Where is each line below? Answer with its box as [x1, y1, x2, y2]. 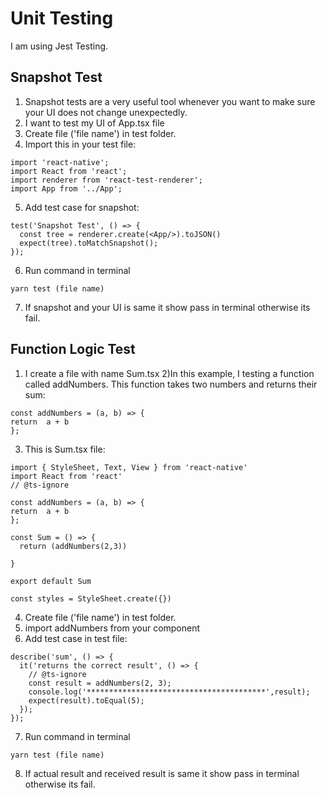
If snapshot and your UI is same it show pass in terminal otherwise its [24, 301, 311, 313]
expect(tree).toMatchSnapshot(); [19, 238, 159, 248]
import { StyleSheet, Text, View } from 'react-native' [10, 462, 248, 472]
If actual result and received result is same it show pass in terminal [24, 767, 300, 779]
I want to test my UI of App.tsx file [24, 117, 165, 129]
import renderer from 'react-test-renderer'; [10, 175, 203, 185]
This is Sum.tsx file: [24, 443, 106, 455]
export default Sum [10, 576, 92, 586]
